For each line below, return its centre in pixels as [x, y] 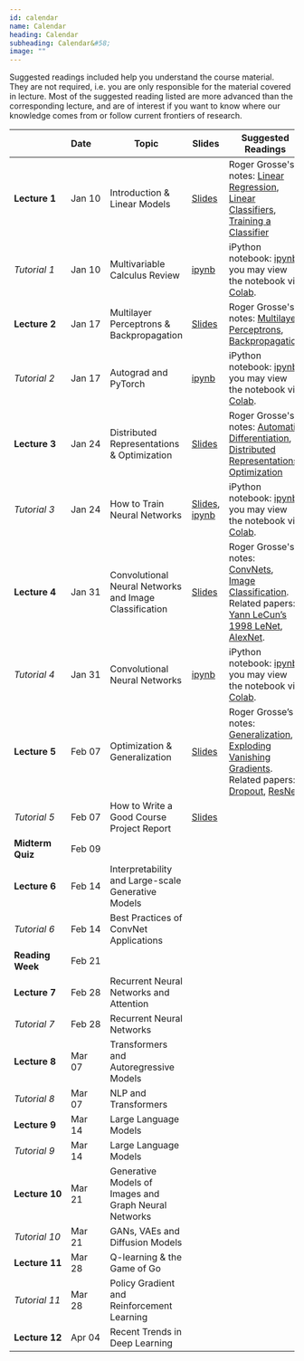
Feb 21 [86, 961]
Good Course [138, 817]
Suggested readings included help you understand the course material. [142, 77]
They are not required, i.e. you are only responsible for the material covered [150, 87]
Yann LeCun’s [258, 614]
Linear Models [140, 205]
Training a [250, 221]
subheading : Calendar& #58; [60, 43]
